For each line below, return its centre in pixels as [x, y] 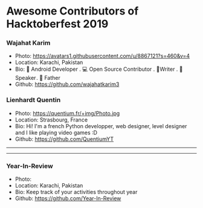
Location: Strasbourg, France [51, 120]
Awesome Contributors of [72, 11]
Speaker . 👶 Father [37, 78]
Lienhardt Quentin [34, 100]
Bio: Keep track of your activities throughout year [76, 192]
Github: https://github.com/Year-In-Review [68, 198]
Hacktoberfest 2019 [57, 24]
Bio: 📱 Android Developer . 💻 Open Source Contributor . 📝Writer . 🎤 [99, 69]
